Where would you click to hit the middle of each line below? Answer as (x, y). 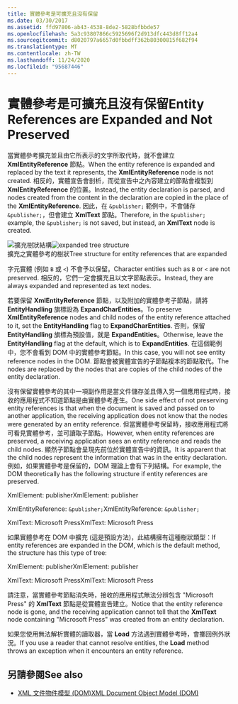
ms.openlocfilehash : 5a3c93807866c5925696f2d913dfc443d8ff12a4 (103, 34)
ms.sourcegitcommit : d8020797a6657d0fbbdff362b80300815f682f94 (103, 40)
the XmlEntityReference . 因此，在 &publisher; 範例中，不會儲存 (102, 206)
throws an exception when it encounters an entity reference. (95, 651)
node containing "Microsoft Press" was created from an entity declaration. (116, 619)
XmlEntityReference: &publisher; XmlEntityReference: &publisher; (103, 509)
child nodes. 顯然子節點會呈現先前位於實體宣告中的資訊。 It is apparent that (117, 449)
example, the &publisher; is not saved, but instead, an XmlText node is (111, 222)
